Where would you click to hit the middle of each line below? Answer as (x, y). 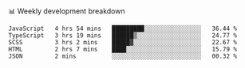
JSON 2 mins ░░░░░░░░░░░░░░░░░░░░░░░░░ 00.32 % (123, 56)
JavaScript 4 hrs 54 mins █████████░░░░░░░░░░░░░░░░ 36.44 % (123, 28)
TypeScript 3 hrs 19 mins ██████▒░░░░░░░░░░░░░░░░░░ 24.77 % (123, 36)
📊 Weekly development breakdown (67, 11)
